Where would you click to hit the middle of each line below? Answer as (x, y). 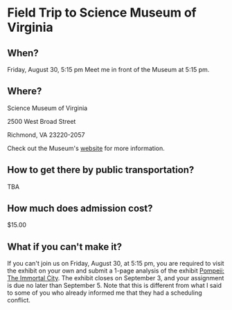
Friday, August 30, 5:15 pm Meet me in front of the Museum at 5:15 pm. (108, 70)
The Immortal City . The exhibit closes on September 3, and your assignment (116, 278)
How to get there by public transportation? (101, 170)
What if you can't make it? (65, 247)
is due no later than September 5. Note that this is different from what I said (115, 286)
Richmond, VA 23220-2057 (46, 135)
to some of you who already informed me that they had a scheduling (105, 293)
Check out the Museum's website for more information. (86, 148)
